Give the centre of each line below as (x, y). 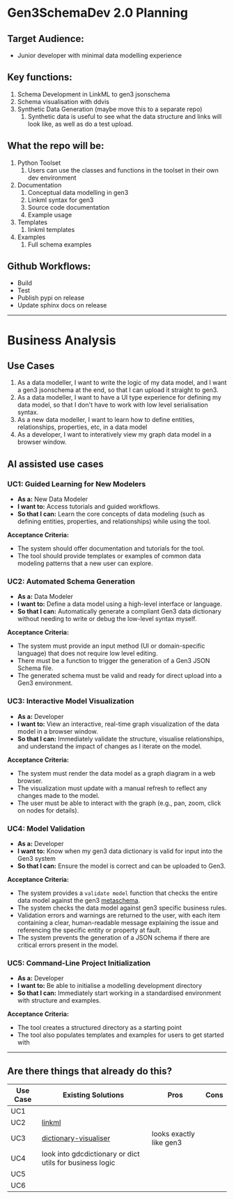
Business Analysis (62, 340)
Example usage (50, 215)
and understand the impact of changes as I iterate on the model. (109, 746)
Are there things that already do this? (90, 1071)
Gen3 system (36, 859)
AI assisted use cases (56, 464)
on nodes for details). (48, 810)
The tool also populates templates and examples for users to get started (120, 1035)
